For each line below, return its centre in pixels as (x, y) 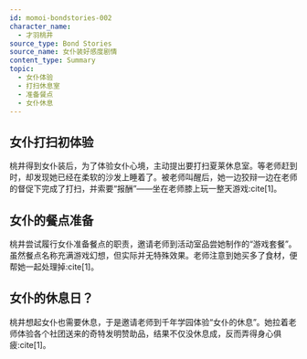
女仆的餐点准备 (52, 220)
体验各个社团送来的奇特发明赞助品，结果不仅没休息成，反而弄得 (137, 333)
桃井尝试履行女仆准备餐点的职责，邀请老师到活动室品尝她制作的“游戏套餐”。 (153, 244)
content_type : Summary (53, 60)
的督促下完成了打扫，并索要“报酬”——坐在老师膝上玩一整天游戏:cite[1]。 (146, 189)
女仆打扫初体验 (52, 142)
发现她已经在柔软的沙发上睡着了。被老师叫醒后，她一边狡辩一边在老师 (165, 177)
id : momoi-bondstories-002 (61, 18)
